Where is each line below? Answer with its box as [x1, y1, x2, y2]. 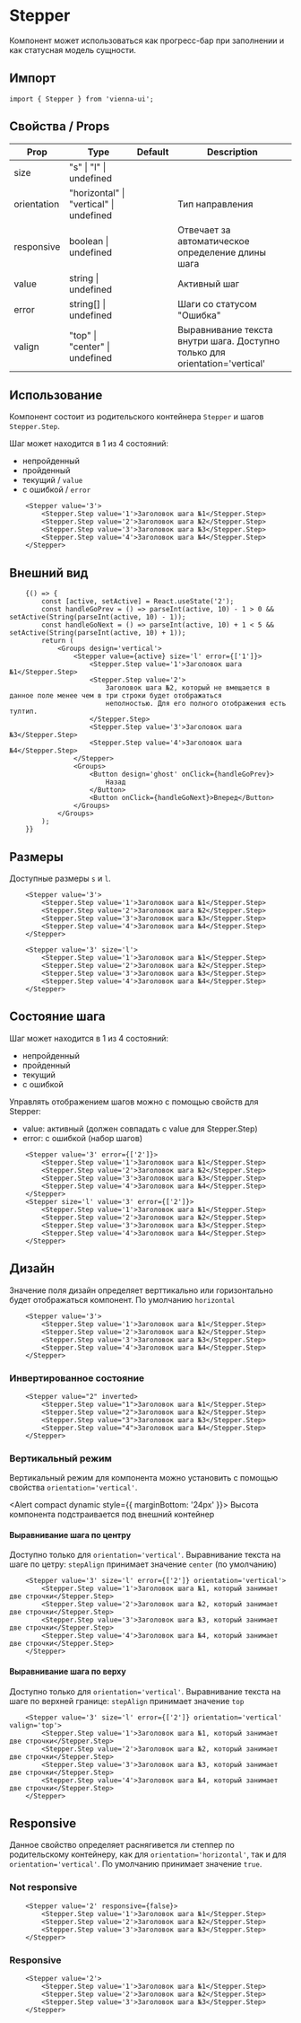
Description [207, 145, 258, 158]
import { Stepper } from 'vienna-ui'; [9, 94, 154, 103]
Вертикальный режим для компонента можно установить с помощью [9, 1473, 279, 1483]
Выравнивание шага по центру [9, 1529, 132, 1540]
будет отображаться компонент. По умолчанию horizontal [9, 1294, 236, 1305]
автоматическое [177, 234, 250, 247]
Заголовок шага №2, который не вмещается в [105, 683, 271, 692]
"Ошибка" [177, 309, 221, 321]
